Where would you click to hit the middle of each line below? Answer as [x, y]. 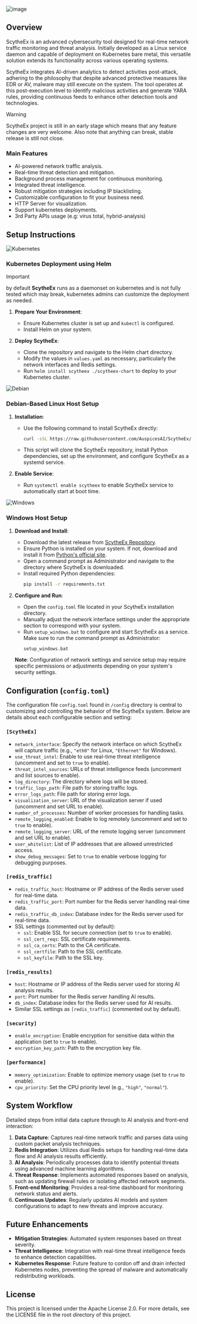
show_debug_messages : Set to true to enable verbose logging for [91, 856]
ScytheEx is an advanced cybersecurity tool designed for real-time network [97, 42]
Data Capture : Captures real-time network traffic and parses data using [101, 1137]
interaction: [20, 1126]
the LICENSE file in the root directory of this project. [69, 1315]
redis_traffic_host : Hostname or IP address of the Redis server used [99, 889]
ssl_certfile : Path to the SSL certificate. [73, 951]
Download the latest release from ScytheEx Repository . [90, 542]
